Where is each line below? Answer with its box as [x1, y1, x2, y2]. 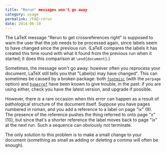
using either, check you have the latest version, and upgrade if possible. [5, 86, 152, 92]
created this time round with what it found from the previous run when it [5, 51, 152, 56]
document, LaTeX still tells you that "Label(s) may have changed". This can [5, 70, 158, 77]
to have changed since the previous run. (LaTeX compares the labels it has [5, 45, 158, 51]
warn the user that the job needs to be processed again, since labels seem [5, 40, 158, 46]
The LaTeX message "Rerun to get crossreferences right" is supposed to [5, 35, 154, 41]
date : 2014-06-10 [5, 21, 41, 26]
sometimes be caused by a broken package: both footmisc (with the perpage [5, 76, 161, 82]
